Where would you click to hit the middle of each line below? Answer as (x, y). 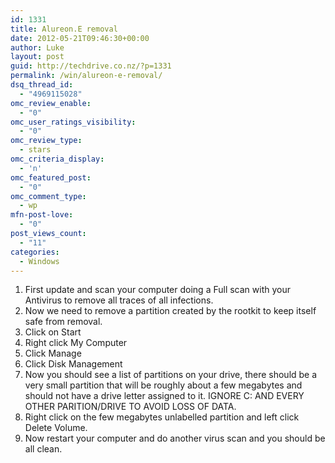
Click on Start (53, 332)
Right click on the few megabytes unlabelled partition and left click (162, 417)
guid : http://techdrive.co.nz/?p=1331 (91, 66)
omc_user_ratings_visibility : (73, 122)
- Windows (39, 261)
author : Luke (37, 47)
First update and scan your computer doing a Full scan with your (158, 290)
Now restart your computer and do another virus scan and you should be (175, 438)
